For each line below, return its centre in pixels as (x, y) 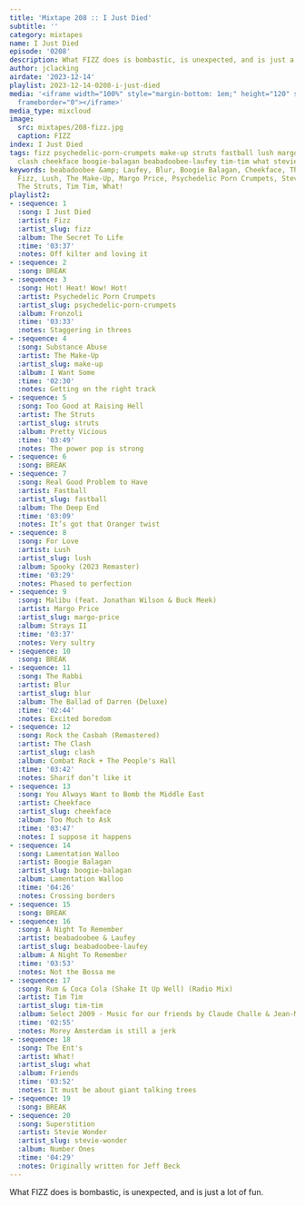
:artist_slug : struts (59, 423)
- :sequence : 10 (40, 651)
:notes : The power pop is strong (81, 449)
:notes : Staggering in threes (74, 331)
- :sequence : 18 (40, 1039)
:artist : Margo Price (59, 609)
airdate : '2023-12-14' (52, 77)
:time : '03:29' (46, 575)
